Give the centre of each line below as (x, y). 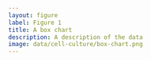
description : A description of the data (76, 37)
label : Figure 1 (35, 23)
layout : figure (33, 15)
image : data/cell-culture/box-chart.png (76, 44)
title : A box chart (40, 30)
